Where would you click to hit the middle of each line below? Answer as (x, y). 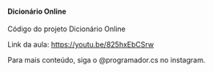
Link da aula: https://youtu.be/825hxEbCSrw (80, 45)
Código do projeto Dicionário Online (66, 29)
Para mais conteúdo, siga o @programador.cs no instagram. (106, 60)
